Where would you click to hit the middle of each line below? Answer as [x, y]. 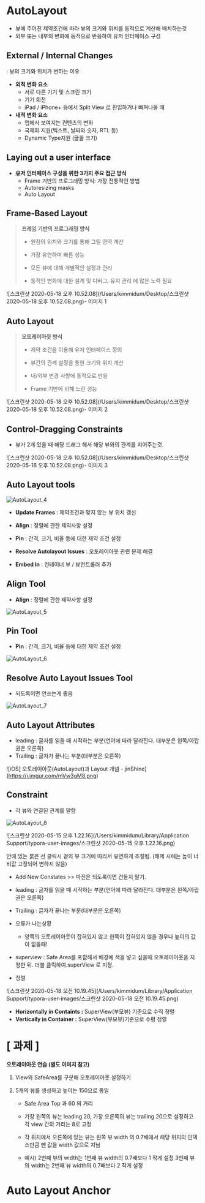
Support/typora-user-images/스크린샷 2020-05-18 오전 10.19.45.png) [92, 998]
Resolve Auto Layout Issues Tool [70, 678]
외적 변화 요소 [31, 84]
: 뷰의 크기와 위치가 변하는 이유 [43, 71]
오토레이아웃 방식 [42, 337]
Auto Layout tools [41, 485]
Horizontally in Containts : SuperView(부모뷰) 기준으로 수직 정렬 [95, 1011]
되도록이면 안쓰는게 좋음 [44, 693]
